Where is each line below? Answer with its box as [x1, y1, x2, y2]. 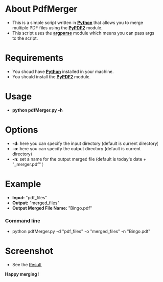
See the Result [12, 261, 42, 267]
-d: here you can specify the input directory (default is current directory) [12, 141, 159, 146]
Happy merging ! [5, 271, 40, 277]
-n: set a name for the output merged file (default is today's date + [12, 156, 147, 162]
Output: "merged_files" [12, 200, 60, 206]
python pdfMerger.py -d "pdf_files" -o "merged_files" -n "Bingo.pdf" [12, 228, 151, 234]
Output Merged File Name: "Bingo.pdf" [12, 205, 92, 211]
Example [5, 178, 41, 189]
